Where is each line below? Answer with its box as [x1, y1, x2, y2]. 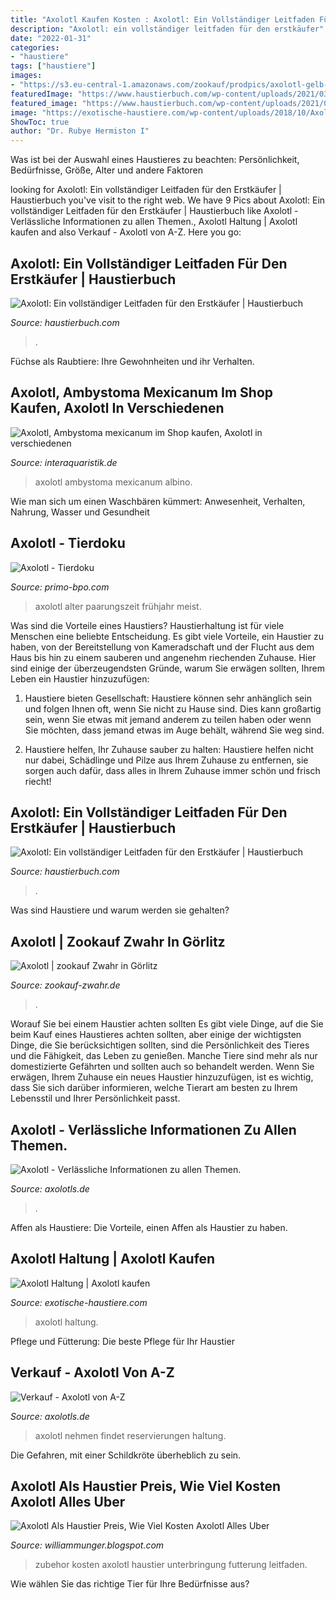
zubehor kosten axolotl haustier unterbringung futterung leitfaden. [34, 1559, 308, 1571]
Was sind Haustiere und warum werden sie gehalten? [10, 904, 230, 916]
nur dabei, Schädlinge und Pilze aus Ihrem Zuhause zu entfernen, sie [24, 754, 309, 766]
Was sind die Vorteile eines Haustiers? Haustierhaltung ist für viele [10, 619, 285, 631]
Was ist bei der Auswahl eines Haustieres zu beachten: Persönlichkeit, [10, 154, 300, 166]
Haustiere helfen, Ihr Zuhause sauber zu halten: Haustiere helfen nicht [24, 743, 314, 755]
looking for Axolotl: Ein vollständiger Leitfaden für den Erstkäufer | [10, 184, 282, 196]
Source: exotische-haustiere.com [10, 1296, 148, 1308]
